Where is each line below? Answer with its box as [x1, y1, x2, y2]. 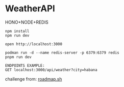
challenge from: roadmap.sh [5, 76, 62, 82]
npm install [5, 29, 29, 33]
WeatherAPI [5, 3, 55, 14]
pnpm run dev [5, 55, 32, 59]
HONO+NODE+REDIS [5, 19, 49, 25]
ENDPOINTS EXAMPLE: [5, 63, 45, 68]
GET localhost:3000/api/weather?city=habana [5, 67, 98, 72]
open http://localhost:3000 [5, 41, 63, 47]
